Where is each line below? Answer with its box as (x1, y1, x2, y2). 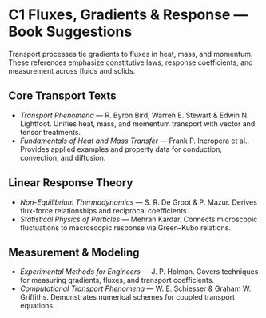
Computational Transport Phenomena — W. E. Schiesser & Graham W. (19, 284, 252, 293)
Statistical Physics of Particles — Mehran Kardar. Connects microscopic (19, 214, 258, 224)
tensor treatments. (19, 127, 81, 137)
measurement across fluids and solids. (8, 66, 136, 75)
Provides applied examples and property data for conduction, (19, 144, 222, 153)
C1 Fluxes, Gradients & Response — (8, 6, 248, 24)
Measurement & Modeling (8, 245, 140, 259)
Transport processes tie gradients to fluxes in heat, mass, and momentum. (8, 49, 253, 58)
